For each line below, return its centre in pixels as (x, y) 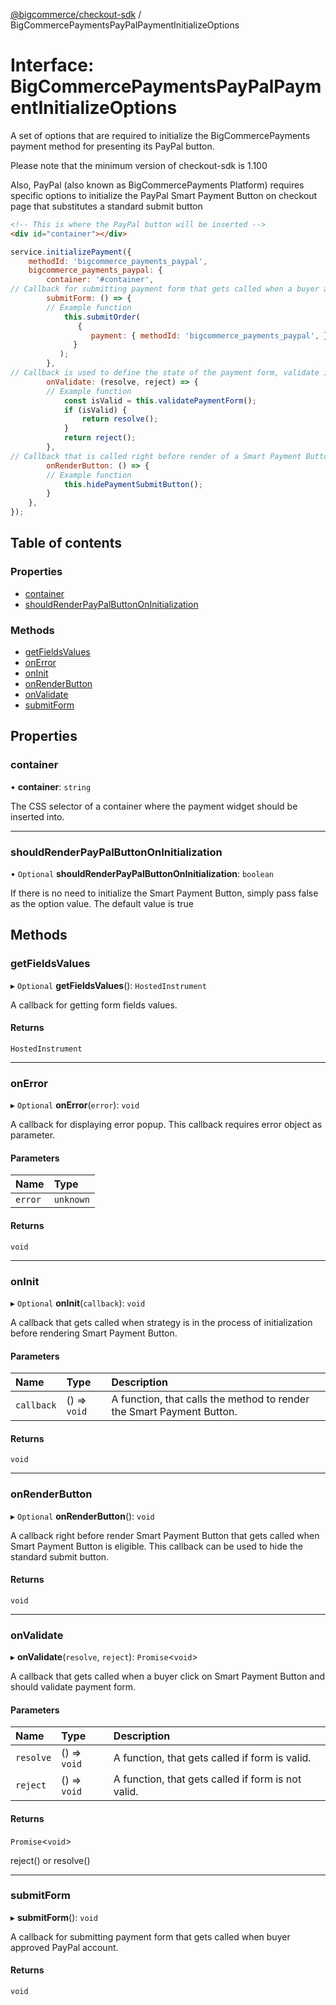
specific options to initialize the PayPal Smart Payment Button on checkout (164, 195)
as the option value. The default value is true (102, 904)
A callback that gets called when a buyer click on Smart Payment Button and (168, 1676)
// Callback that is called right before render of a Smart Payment (156, 456)
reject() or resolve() (50, 1860)
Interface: (52, 65)
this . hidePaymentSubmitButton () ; (133, 484)
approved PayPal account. (64, 1947)
